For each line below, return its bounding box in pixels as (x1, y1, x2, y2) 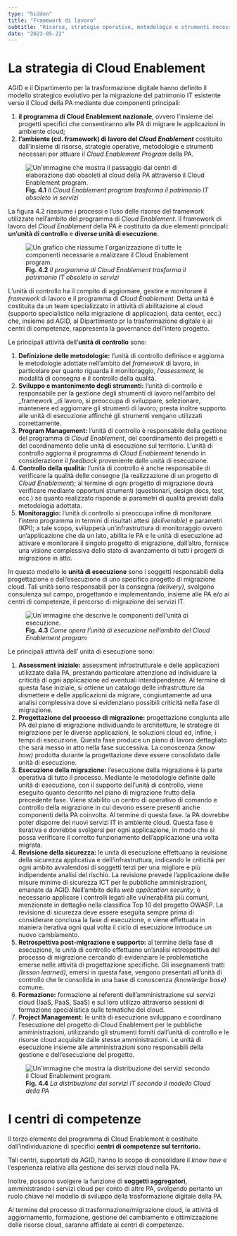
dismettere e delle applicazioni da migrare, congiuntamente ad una (18, 691, 212, 699)
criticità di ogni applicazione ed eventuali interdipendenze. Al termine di (18, 676, 226, 685)
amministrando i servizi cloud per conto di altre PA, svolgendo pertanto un (8, 1185, 223, 1193)
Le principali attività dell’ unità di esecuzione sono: (8, 647, 155, 656)
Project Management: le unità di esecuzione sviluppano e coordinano (18, 1013, 222, 1022)
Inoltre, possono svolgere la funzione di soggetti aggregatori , (8, 1177, 188, 1185)
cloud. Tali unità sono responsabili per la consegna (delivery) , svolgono (8, 582, 214, 591)
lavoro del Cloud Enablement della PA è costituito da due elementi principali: (8, 222, 229, 231)
